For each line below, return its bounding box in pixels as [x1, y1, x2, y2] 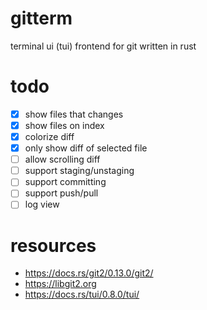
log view [24, 198, 60, 211]
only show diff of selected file [24, 142, 148, 154]
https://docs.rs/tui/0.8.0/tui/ [24, 288, 140, 301]
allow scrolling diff [24, 153, 101, 166]
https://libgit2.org [24, 278, 97, 290]
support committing [24, 176, 107, 188]
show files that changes [24, 108, 124, 120]
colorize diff [24, 131, 75, 142]
